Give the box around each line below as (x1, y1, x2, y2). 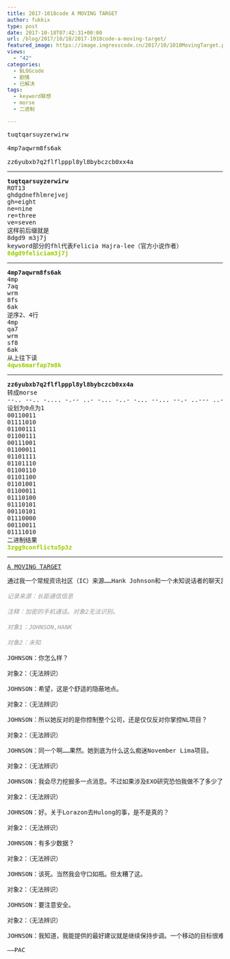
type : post (7, 23, 38, 29)
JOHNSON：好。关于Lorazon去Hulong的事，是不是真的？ (7, 808, 170, 816)
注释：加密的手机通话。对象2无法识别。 (7, 608, 119, 615)
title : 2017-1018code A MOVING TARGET (7, 10, 118, 17)
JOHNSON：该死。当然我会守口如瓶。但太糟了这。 (7, 870, 146, 878)
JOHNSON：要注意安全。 (7, 901, 75, 909)
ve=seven (7, 218, 36, 226)
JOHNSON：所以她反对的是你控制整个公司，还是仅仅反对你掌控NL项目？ (7, 715, 207, 724)
